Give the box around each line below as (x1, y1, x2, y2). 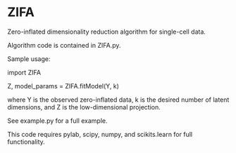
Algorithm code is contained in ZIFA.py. (7, 41, 121, 49)
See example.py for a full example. (7, 117, 108, 125)
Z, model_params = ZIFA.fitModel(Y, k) (7, 81, 120, 90)
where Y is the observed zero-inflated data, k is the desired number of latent (7, 95, 230, 104)
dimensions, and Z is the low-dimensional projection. (7, 102, 161, 111)
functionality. (7, 138, 46, 146)
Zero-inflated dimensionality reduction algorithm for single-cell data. (7, 27, 206, 36)
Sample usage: (7, 54, 51, 63)
